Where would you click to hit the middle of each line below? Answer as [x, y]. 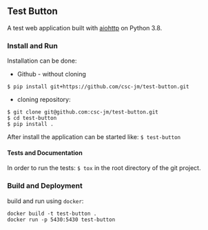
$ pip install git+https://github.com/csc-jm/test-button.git [98, 87]
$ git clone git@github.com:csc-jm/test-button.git [83, 112]
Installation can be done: [42, 61]
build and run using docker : [45, 201]
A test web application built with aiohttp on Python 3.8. [85, 28]
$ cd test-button [32, 118]
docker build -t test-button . [52, 213]
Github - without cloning [51, 74]
